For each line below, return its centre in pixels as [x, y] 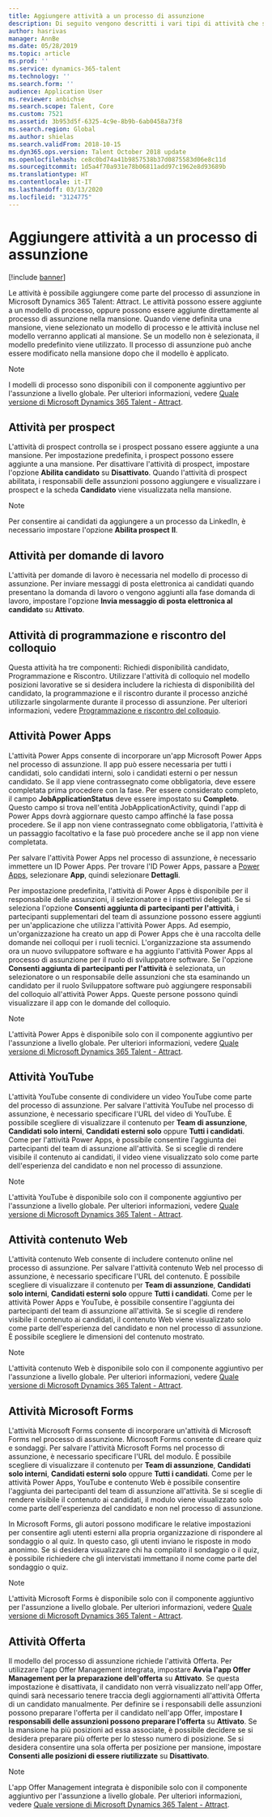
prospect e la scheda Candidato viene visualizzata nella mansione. [120, 490]
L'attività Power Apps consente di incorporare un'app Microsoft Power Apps [135, 755]
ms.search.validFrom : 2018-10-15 [65, 144]
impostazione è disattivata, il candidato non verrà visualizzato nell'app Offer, [136, 1687]
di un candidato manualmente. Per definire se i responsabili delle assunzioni [135, 1704]
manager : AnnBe [34, 39]
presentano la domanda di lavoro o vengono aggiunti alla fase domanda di [132, 593]
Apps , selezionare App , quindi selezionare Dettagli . [94, 874]
